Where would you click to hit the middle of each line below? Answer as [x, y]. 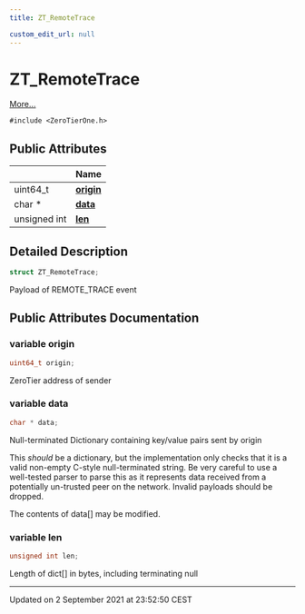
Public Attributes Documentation [104, 318]
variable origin [42, 344]
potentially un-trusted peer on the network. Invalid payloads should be [141, 486]
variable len [36, 537]
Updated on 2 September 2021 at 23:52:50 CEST [101, 599]
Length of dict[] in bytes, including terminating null [103, 573]
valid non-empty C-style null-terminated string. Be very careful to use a [143, 467]
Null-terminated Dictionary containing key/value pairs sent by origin [136, 440]
